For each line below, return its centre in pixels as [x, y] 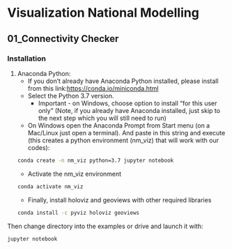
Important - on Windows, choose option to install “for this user [127, 103]
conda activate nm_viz [50, 186]
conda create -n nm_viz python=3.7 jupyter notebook [95, 160]
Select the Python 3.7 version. [71, 96]
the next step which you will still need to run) [102, 118]
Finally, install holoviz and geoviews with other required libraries [119, 199]
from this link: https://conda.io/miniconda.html [93, 88]
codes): [39, 147]
